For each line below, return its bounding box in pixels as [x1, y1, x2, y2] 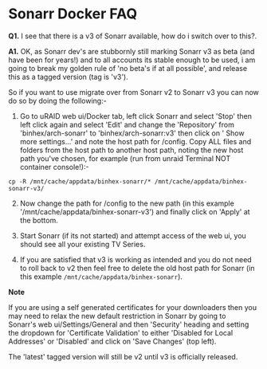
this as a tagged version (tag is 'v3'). [8, 72, 129, 81]
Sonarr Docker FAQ [8, 5, 138, 23]
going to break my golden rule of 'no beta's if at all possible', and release [8, 63, 248, 73]
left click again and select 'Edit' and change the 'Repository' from [19, 120, 235, 129]
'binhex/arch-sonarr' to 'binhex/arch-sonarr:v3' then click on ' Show [19, 128, 245, 138]
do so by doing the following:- [8, 96, 108, 105]
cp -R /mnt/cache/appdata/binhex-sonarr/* [8, 177, 151, 186]
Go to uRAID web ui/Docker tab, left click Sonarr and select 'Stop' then [19, 111, 253, 120]
